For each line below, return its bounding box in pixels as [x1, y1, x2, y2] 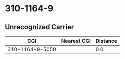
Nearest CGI [61, 38, 91, 44]
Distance [95, 38, 117, 44]
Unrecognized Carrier [5, 23, 74, 31]
